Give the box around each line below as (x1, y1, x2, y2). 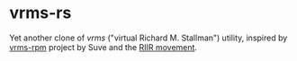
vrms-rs (9, 3, 72, 23)
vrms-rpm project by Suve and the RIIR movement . (9, 41, 198, 52)
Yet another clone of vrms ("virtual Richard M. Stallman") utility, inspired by (9, 32, 288, 43)
